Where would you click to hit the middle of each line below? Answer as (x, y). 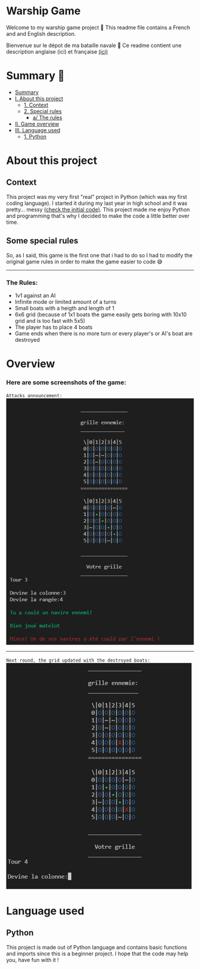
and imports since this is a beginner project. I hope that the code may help (97, 954)
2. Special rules (43, 111)
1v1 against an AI (35, 295)
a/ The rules (47, 117)
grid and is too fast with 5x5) (50, 320)
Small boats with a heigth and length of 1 (65, 308)
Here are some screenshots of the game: (66, 382)
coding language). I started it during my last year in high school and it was (97, 203)
